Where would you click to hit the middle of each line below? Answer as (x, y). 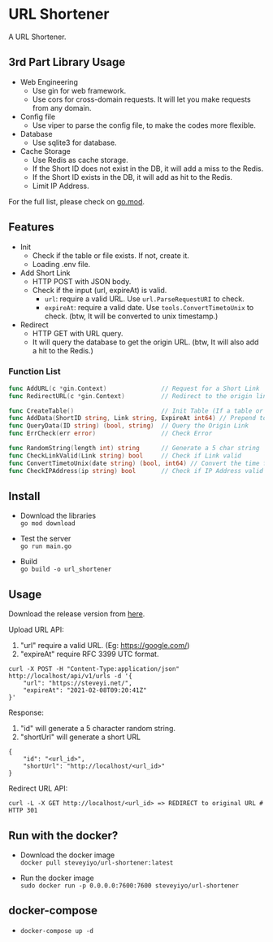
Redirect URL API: (38, 789)
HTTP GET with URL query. (78, 333)
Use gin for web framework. (79, 90)
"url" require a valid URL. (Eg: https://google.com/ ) (105, 646)
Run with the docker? (63, 835)
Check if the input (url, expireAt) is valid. (100, 290)
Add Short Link (45, 273)
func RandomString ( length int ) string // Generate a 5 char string (134, 449)
